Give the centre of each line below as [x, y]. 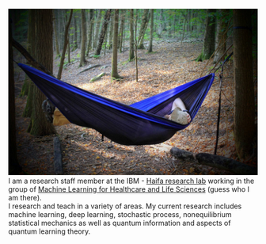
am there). [25, 197]
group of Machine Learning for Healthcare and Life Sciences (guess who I [129, 189]
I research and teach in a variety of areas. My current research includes [125, 206]
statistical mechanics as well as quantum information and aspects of [120, 223]
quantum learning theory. [49, 231]
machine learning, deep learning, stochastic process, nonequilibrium [120, 214]
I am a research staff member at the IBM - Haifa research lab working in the [131, 181]
